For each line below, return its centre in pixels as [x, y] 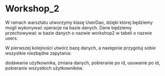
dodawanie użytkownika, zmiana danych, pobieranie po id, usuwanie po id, [83, 63]
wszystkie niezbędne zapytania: [38, 53]
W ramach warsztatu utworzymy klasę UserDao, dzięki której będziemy [79, 22]
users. [12, 38]
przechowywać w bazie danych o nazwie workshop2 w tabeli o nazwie [78, 33]
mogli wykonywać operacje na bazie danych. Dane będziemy [68, 27]
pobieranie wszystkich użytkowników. [44, 68]
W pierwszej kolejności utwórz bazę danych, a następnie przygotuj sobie [80, 48]
